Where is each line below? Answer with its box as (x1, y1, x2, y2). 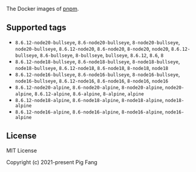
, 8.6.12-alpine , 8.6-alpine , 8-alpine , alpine (31, 90, 144, 97)
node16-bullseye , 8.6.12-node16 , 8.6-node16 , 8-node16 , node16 (15, 77, 169, 84)
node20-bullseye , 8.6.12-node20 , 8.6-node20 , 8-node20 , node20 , (15, 45, 171, 52)
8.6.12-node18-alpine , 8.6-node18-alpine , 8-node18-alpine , (15, 96, 165, 103)
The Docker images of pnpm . (6, 5, 79, 12)
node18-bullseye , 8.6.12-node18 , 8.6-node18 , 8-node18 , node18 (15, 64, 169, 71)
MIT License (6, 147, 38, 154)
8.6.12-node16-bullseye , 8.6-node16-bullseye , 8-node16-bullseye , (15, 71, 180, 78)
